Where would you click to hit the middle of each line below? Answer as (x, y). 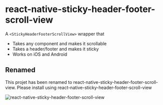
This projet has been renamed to (39, 82)
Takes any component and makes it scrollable (59, 43)
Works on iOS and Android (40, 54)
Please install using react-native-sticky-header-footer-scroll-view (84, 87)
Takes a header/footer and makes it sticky (55, 49)
